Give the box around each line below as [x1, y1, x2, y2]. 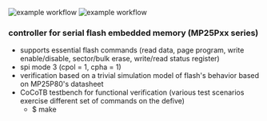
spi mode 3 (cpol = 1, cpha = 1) [19, 62, 122, 72]
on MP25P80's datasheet [19, 80, 104, 89]
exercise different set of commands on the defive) [19, 96, 185, 106]
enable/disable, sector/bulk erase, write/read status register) [19, 54, 220, 64]
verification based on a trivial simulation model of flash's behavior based [19, 71, 260, 80]
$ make [31, 104, 58, 115]
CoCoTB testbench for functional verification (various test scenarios [19, 88, 245, 97]
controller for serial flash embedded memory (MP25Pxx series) [8, 27, 259, 38]
